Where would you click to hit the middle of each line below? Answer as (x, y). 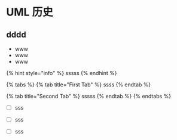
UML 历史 (30, 12)
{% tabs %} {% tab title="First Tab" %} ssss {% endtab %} (79, 85)
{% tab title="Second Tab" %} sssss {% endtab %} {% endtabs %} (89, 96)
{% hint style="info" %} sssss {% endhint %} (62, 73)
